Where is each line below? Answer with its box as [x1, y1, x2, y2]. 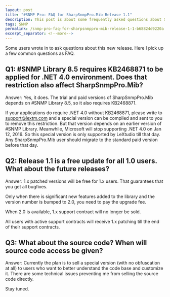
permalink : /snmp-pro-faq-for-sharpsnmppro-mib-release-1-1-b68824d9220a [5, 26, 164, 31]
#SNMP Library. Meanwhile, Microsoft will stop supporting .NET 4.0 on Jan [5, 125, 162, 132]
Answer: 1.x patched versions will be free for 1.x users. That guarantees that [5, 178, 163, 184]
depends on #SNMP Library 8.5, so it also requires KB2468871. [5, 100, 137, 106]
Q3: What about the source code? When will [5, 239, 147, 247]
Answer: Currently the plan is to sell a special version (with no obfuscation [5, 260, 160, 266]
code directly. [5, 276, 34, 282]
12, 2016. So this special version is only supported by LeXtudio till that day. [5, 131, 160, 137]
